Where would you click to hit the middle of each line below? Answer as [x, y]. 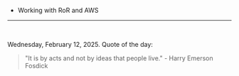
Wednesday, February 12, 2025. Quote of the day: [80, 44]
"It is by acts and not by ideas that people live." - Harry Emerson [119, 58]
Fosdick [36, 66]
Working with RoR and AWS [58, 10]
